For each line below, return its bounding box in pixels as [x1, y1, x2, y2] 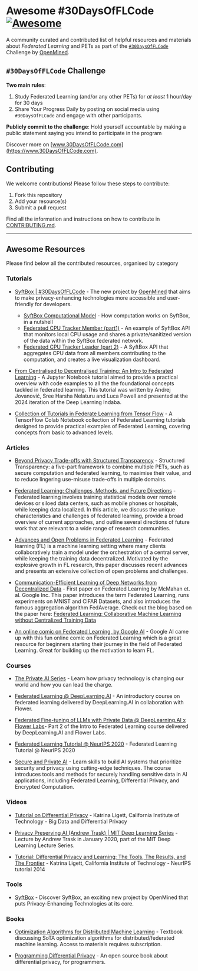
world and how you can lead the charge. [14, 681, 113, 688]
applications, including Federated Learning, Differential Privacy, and [14, 777, 180, 784]
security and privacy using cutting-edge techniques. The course [14, 765, 171, 772]
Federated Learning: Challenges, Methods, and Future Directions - [14, 487, 176, 494]
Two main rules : [6, 81, 46, 88]
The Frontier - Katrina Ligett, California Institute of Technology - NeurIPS [14, 860, 192, 867]
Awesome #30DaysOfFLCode [6, 4, 154, 18]
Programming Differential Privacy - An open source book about [14, 952, 168, 959]
